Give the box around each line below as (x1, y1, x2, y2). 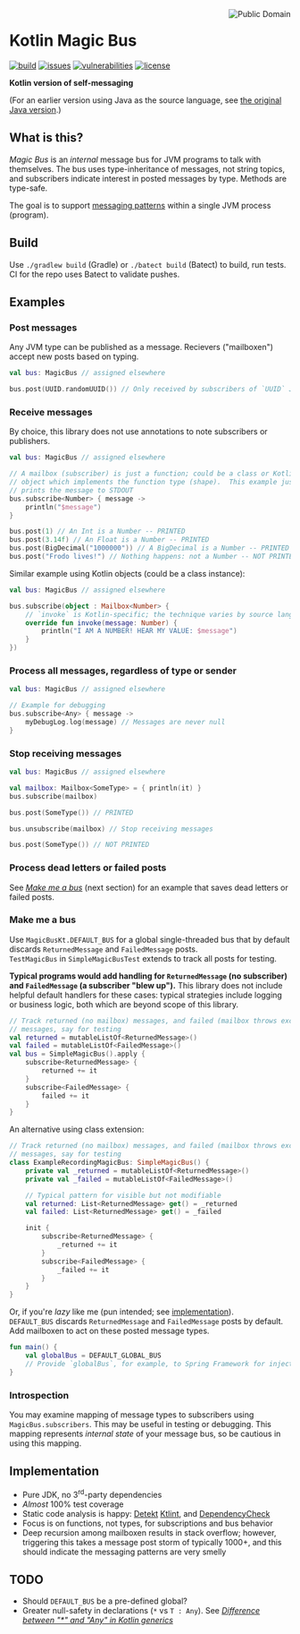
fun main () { (9, 1343, 58, 1352)
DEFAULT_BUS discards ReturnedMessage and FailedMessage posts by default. (9, 1316, 284, 1327)
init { (25, 1224, 50, 1233)
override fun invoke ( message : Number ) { (25, 618, 178, 628)
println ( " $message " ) (25, 502, 102, 511)
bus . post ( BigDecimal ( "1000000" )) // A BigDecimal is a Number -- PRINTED (9, 543, 290, 553)
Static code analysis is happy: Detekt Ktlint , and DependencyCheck (21, 1508, 271, 1519)
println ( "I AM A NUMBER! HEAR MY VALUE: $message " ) (41, 627, 238, 636)
